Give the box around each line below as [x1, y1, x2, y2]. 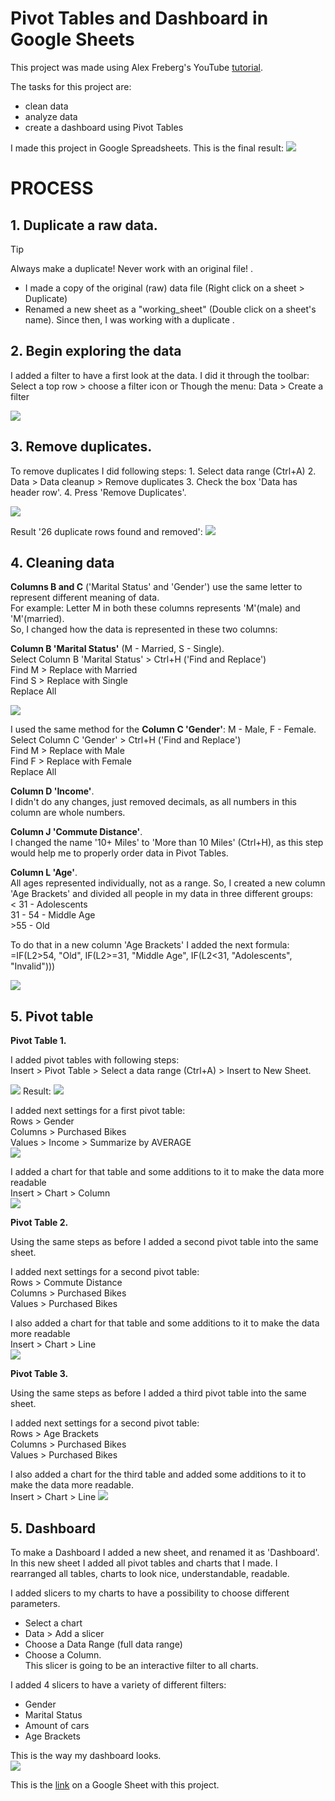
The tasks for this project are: [10, 80, 132, 92]
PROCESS [10, 177, 94, 200]
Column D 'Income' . [10, 785, 95, 797]
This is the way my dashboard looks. [10, 1750, 162, 1761]
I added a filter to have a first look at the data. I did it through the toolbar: [10, 369, 310, 381]
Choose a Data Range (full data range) [24, 1638, 183, 1650]
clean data [24, 100, 69, 112]
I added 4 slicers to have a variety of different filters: [10, 1679, 227, 1691]
